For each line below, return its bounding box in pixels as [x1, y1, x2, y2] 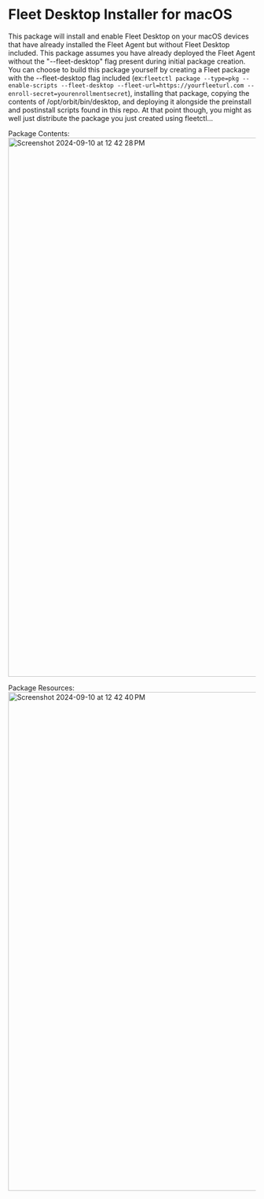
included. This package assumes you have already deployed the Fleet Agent [8, 48, 255, 57]
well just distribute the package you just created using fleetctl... [8, 113, 214, 123]
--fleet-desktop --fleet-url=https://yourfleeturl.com [60, 81, 244, 90]
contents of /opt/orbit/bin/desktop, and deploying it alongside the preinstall [8, 97, 251, 106]
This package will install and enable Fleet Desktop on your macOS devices [8, 31, 249, 41]
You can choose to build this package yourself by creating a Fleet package [8, 64, 250, 74]
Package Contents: [8, 128, 70, 138]
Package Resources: [8, 682, 75, 693]
